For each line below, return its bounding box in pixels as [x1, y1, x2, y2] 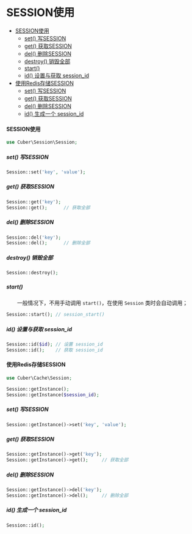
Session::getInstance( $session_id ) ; [6, 391, 99, 398]
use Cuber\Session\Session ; [6, 139, 78, 146]
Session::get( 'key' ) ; [6, 198, 62, 205]
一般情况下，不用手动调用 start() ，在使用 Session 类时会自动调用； [16, 299, 188, 307]
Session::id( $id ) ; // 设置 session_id [6, 341, 103, 347]
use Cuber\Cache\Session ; [6, 375, 72, 381]
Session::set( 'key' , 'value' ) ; [6, 169, 86, 175]
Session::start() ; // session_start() [6, 312, 105, 318]
